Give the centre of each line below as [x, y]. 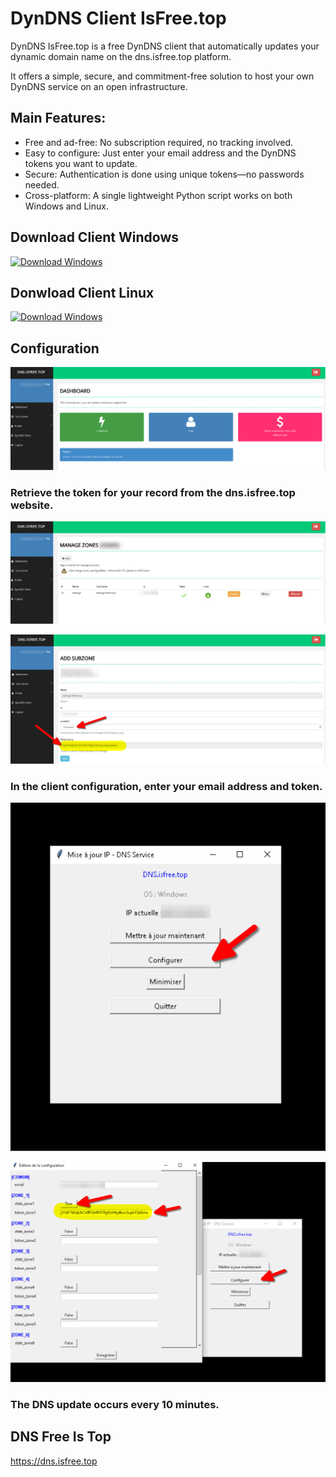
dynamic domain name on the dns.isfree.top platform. [121, 56]
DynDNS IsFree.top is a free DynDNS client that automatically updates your [165, 46]
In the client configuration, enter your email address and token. [166, 786]
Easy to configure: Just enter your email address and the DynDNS [160, 153]
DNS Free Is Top [61, 1437]
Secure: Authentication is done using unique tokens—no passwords [164, 174]
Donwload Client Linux [82, 292]
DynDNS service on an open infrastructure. [99, 86]
